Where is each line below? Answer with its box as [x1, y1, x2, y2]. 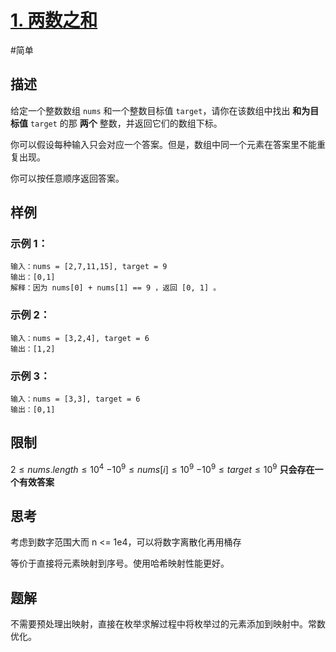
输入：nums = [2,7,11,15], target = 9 [10, 262, 168, 272]
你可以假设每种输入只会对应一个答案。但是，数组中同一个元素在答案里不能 [10, 138, 317, 150]
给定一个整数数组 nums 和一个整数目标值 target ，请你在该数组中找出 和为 [10, 104, 311, 116]
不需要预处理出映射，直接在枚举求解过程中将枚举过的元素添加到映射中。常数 [10, 618, 326, 630]
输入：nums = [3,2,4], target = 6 [10, 333, 150, 343]
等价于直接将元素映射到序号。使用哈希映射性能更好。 [10, 557, 230, 570]
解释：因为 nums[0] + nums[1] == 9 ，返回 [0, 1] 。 [10, 283, 222, 293]
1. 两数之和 [10, 9, 98, 32]
